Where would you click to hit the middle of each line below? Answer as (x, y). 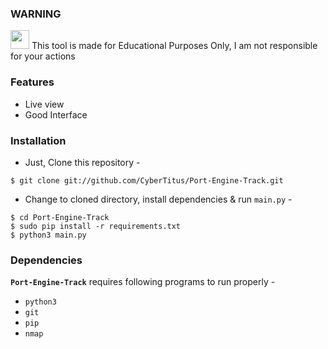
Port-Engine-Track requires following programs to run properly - (143, 282)
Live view (44, 104)
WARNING (36, 14)
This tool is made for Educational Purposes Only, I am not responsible (174, 46)
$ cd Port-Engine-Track (60, 217)
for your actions (43, 56)
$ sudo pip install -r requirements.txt (96, 226)
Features (32, 82)
